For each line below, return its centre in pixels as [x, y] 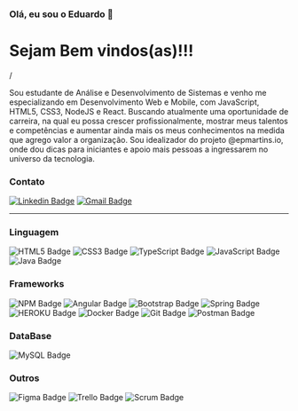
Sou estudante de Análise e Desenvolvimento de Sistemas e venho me [138, 92]
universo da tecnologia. [52, 158]
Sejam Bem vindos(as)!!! [102, 51]
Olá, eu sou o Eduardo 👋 [61, 14]
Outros [24, 378]
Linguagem [34, 233]
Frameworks [37, 284]
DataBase [31, 336]
